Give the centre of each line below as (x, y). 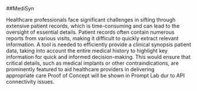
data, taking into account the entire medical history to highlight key (87, 51)
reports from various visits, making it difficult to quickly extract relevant (92, 38)
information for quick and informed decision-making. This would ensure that (98, 57)
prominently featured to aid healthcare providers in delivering (80, 69)
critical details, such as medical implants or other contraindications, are (93, 63)
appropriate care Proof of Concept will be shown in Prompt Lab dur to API (96, 76)
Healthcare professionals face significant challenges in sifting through (91, 20)
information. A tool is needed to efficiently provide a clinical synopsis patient (98, 44)
